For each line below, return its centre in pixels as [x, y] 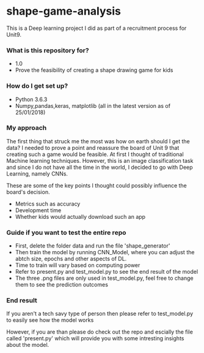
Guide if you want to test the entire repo [66, 232]
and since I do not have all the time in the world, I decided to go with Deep [100, 167]
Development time [38, 210]
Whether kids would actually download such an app [80, 216]
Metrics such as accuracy [48, 204]
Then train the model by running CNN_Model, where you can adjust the [105, 252]
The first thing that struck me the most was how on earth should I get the [98, 141]
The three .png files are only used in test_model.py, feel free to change [104, 278]
